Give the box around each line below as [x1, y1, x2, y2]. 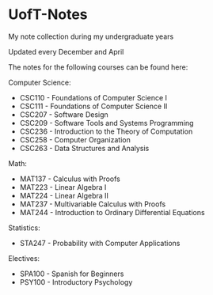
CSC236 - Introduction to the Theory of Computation [19, 127, 193, 136]
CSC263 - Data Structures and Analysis [19, 143, 150, 153]
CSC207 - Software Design [19, 109, 108, 119]
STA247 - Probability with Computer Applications [19, 238, 181, 248]
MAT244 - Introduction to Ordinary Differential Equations [19, 207, 205, 217]
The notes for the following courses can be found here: [8, 62, 188, 72]
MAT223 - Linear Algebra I [19, 182, 107, 191]
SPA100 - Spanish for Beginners [19, 269, 124, 278]
